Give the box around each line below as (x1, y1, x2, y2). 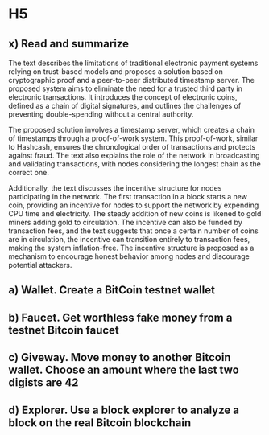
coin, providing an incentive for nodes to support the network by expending (8, 200, 259, 210)
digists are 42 (8, 375, 79, 390)
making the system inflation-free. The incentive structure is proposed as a (8, 243, 255, 252)
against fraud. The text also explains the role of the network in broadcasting (8, 150, 260, 160)
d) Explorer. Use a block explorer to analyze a (8, 403, 240, 417)
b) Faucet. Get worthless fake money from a (8, 310, 233, 324)
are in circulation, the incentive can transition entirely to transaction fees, (8, 235, 250, 244)
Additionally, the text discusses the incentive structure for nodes (8, 183, 222, 193)
